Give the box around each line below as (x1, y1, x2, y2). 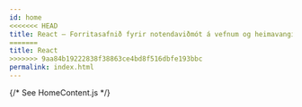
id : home (9, 12, 42, 22)
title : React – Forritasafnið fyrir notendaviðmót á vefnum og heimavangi (9, 29, 296, 38)
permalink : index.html (9, 63, 94, 72)
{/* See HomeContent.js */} (9, 86, 111, 98)
